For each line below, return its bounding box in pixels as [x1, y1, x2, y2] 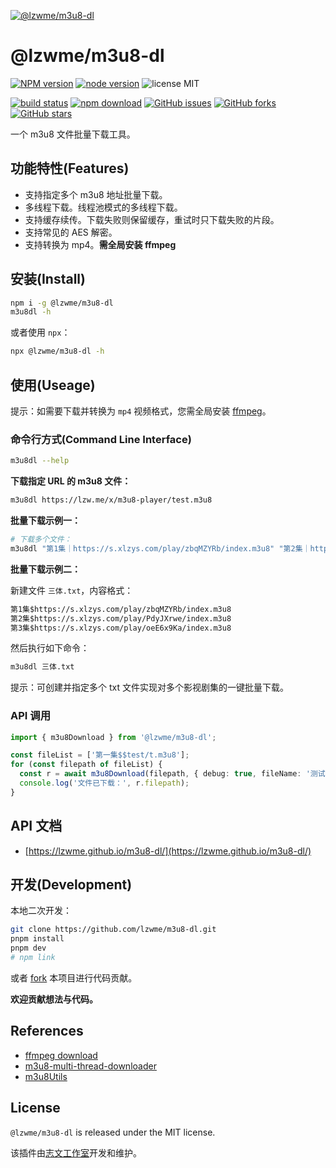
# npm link [10, 953, 56, 963]
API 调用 [10, 709, 51, 723]
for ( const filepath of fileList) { [10, 760, 163, 770]
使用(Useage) [10, 376, 96, 394]
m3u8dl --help [10, 456, 70, 466]
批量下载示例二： [10, 563, 81, 575]
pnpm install [10, 934, 65, 944]
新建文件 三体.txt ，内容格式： [10, 584, 134, 596]
